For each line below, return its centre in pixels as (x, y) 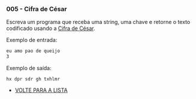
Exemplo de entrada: (32, 40)
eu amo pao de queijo (33, 51)
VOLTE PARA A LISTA (41, 90)
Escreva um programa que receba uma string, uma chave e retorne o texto (98, 22)
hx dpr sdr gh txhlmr (33, 79)
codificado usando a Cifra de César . (51, 28)
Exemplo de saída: (29, 68)
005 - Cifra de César (37, 9)
